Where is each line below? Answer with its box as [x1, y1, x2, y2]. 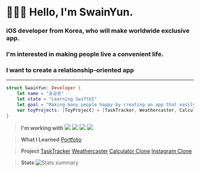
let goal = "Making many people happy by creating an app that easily [17, 101, 196, 108]
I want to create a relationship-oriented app [6, 65, 135, 74]
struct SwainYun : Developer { [6, 85, 82, 91]
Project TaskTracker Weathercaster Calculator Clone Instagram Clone [20, 147, 192, 154]
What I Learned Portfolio [20, 136, 82, 143]
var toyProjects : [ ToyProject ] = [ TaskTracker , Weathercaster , [17, 107, 177, 113]
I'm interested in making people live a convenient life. [6, 50, 164, 58]
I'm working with [20, 124, 64, 132]
